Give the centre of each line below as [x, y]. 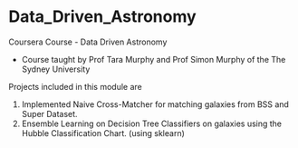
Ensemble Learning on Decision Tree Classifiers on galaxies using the [152, 123]
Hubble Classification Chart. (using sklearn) [103, 133]
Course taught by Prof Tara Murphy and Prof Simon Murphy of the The [154, 59]
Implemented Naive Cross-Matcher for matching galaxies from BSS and [155, 104]
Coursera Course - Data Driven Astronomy [88, 42]
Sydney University [56, 69]
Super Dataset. [49, 113]
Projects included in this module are [75, 86]
